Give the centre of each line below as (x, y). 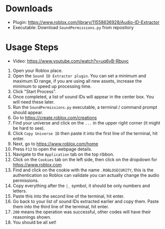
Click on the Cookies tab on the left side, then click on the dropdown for (85, 159)
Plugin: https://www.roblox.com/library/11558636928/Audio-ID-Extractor (86, 22)
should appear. (28, 112)
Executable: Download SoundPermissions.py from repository (73, 27)
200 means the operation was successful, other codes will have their (82, 212)
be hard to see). (29, 128)
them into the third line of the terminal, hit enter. (61, 206)
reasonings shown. (32, 217)
